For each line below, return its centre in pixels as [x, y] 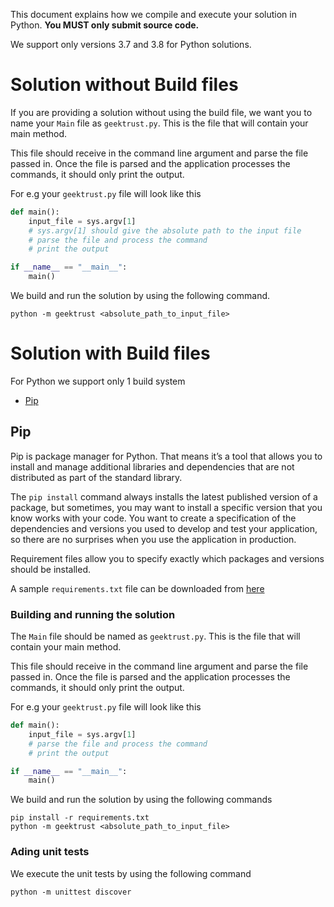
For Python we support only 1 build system [98, 381]
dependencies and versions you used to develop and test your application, [164, 528]
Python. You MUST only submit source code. [105, 25]
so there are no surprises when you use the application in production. [153, 539]
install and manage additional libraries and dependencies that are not [152, 466]
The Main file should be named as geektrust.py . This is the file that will [155, 636]
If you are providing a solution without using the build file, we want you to [161, 112]
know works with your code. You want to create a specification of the [153, 518]
